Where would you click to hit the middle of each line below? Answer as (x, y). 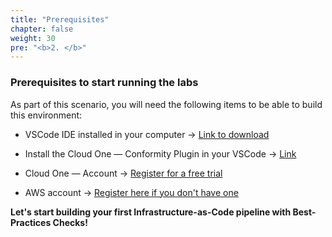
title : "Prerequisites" (60, 19)
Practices (31, 222)
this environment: (46, 115)
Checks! (70, 222)
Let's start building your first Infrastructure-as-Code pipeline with (151, 212)
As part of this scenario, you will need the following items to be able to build (166, 104)
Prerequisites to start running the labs (104, 83)
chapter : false (42, 29)
